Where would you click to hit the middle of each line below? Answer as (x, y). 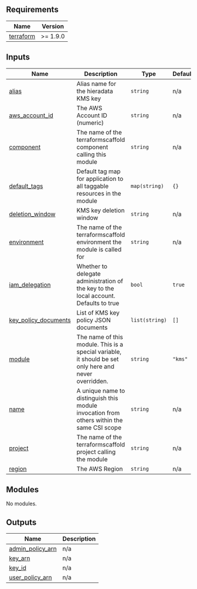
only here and (96, 366)
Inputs (18, 57)
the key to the (95, 288)
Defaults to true (98, 303)
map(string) (147, 186)
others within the (100, 420)
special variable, (99, 352)
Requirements (32, 10)
